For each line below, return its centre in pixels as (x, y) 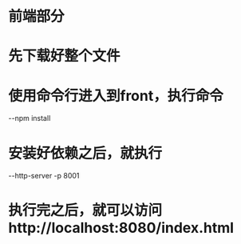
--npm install (30, 118)
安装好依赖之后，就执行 (85, 153)
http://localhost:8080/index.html (121, 228)
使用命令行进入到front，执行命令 (116, 96)
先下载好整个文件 (65, 56)
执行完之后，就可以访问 (85, 211)
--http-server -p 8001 (44, 176)
